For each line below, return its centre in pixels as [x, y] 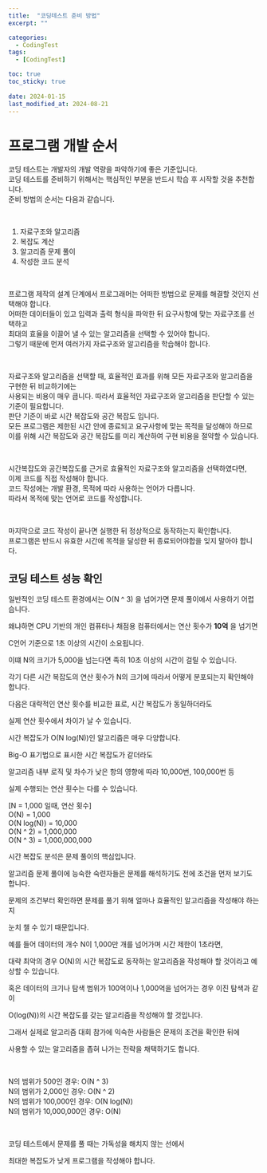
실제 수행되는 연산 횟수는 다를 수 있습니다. [73, 789]
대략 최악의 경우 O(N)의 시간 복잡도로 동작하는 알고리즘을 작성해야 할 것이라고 [129, 962]
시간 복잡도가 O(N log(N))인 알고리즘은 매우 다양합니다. [94, 738]
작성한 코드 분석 [44, 262]
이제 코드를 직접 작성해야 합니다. [59, 479]
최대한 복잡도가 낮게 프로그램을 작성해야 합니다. [82, 1161]
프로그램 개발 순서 [63, 146]
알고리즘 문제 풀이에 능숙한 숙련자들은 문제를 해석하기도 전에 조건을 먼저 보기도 [131, 874]
